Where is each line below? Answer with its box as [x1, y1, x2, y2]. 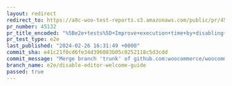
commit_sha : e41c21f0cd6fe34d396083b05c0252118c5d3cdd [6, 49, 168, 56]
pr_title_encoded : [6, 29, 60, 37]
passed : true [6, 68, 44, 75]
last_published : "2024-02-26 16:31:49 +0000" [6, 42, 140, 49]
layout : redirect [6, 10, 57, 17]
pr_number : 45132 [6, 23, 57, 30]
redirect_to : [6, 17, 44, 24]
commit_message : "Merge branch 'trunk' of [6, 55, 131, 62]
